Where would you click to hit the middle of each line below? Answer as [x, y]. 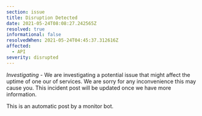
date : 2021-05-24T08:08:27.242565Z [52, 23]
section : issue [26, 12]
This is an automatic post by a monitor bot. [60, 106]
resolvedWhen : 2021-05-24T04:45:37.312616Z [63, 40]
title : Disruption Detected [42, 18]
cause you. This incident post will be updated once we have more [89, 88]
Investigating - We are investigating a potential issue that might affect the [98, 74]
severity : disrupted [33, 57]
